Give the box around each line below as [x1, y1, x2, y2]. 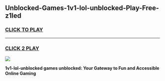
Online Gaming [5, 70, 36, 76]
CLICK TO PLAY [5, 27, 43, 33]
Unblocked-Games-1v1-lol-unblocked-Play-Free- [5, 4, 160, 12]
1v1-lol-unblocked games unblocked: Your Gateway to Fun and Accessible [5, 65, 160, 71]
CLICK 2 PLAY [5, 45, 39, 52]
